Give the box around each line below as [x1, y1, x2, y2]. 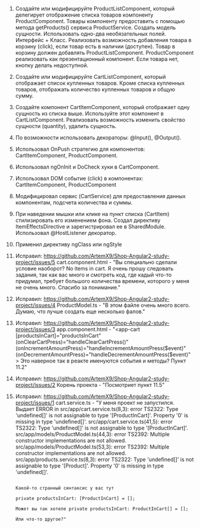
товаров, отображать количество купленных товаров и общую [15, 86, 176, 93]
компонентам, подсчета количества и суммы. [15, 199, 133, 206]
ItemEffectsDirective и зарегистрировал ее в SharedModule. [15, 223, 166, 230]
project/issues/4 [15, 302, 56, 308]
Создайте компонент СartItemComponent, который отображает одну [15, 104, 190, 110]
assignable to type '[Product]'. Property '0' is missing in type [15, 462, 164, 469]
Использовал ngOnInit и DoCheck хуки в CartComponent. [15, 163, 160, 170]
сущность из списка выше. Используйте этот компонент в [15, 110, 164, 117]
